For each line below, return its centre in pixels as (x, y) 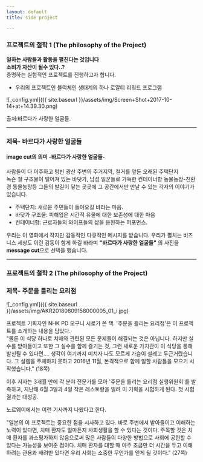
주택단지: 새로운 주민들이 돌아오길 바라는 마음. (69, 207)
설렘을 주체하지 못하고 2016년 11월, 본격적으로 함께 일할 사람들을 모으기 (104, 361)
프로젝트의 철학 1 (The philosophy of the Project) (76, 45)
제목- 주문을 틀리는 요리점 (41, 291)
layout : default (27, 12)
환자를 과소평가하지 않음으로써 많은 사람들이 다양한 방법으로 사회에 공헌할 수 (102, 438)
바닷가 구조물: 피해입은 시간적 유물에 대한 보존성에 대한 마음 (85, 214)
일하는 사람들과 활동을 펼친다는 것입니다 (53, 59)
